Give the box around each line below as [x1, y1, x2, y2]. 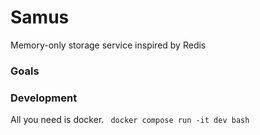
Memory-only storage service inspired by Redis [10, 39, 207, 51]
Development [10, 91, 78, 105]
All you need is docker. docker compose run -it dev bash [10, 114, 250, 126]
